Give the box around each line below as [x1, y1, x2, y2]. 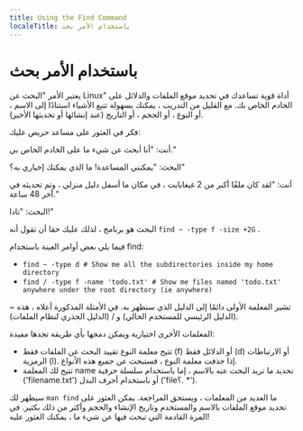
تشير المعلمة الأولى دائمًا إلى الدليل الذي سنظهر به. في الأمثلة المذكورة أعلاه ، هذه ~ [9, 301, 291, 312]
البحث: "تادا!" [9, 206, 54, 217]
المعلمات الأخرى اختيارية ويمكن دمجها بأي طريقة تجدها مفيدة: [9, 328, 215, 339]
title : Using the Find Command [9, 13, 127, 23]
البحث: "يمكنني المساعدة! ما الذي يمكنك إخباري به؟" [9, 161, 186, 172]
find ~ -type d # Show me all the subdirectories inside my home [22, 261, 273, 270]
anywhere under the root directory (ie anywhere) [22, 286, 214, 295]
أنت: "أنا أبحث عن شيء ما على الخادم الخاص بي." [9, 144, 177, 155]
